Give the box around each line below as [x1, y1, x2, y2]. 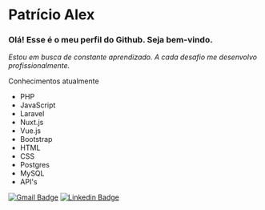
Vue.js [19, 126, 42, 135]
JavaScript [19, 100, 56, 110]
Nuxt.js [19, 118, 44, 127]
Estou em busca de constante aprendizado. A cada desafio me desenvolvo [8, 52, 258, 62]
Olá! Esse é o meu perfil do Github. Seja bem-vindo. [8, 34, 214, 46]
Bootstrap [19, 135, 53, 144]
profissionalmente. [8, 61, 70, 71]
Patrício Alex [8, 6, 95, 24]
